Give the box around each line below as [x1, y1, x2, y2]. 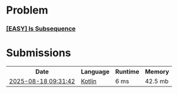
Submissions [6, 46, 71, 59]
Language [80, 68, 110, 76]
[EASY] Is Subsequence [6, 25, 76, 33]
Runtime [115, 68, 140, 76]
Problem [6, 4, 48, 17]
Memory [144, 68, 170, 76]
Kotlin [80, 77, 97, 85]
